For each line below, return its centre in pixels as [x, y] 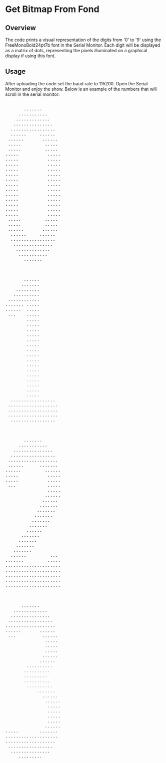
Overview [21, 28]
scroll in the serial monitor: [32, 94]
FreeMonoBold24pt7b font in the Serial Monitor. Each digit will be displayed [83, 45]
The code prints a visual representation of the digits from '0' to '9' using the [83, 40]
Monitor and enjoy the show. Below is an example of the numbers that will [81, 89]
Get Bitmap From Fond [52, 9]
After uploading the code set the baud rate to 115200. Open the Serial [76, 83]
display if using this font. [30, 56]
